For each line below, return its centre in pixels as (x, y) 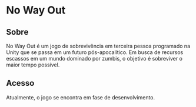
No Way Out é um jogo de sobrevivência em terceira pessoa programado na (98, 46)
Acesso (20, 83)
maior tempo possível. (33, 65)
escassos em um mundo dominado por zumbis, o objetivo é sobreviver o (94, 58)
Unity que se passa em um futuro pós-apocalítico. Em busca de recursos (95, 52)
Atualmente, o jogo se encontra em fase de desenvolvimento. (81, 97)
